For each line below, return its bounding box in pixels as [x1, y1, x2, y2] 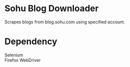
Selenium [4, 52, 23, 58]
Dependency [4, 36, 58, 47]
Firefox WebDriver [4, 57, 41, 63]
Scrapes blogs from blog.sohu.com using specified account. [4, 19, 126, 25]
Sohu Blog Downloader [4, 3, 99, 14]
